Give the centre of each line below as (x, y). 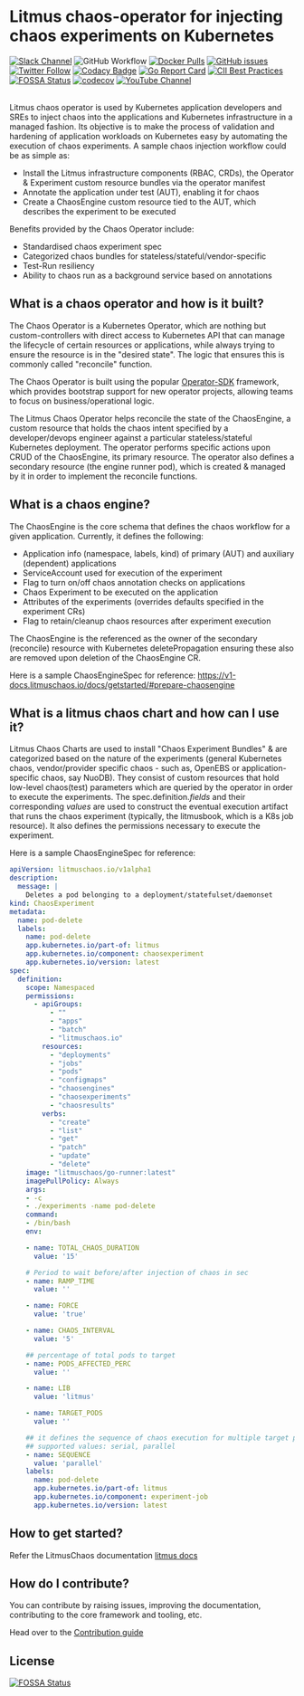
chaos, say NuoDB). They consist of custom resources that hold (160, 778)
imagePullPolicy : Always (72, 1181)
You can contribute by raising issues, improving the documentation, (135, 1605)
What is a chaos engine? (80, 505)
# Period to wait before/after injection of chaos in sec (137, 1272)
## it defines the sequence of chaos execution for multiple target (157, 1438)
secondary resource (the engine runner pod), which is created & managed (148, 466)
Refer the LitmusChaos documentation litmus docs (104, 1555)
